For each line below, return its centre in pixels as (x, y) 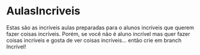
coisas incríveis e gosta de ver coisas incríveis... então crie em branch (94, 40)
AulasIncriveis (43, 11)
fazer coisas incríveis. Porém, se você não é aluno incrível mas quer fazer (98, 33)
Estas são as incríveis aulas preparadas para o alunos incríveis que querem (100, 27)
